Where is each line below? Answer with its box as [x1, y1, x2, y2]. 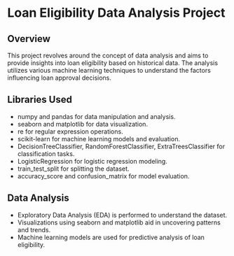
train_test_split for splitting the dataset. [17, 164, 130, 173]
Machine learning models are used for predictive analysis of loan [17, 233, 205, 241]
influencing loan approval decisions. [7, 73, 112, 82]
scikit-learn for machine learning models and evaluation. [17, 134, 181, 143]
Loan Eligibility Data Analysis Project [7, 5, 226, 21]
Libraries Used [7, 94, 72, 106]
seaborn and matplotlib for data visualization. [17, 120, 149, 128]
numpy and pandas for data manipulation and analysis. [17, 112, 176, 120]
